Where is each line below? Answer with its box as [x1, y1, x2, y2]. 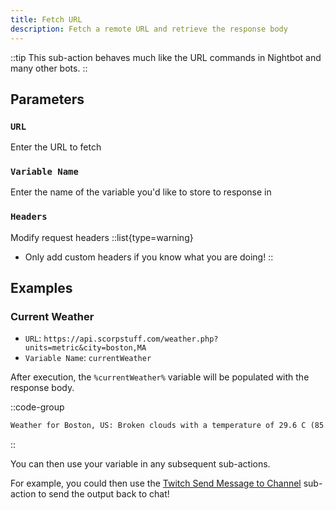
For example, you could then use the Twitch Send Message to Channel [10, 477, 302, 490]
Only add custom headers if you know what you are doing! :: [24, 251, 274, 263]
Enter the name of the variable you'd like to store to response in [10, 186, 272, 198]
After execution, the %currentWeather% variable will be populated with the [10, 371, 310, 383]
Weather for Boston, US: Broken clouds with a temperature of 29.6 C [10, 421, 307, 431]
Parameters [10, 91, 85, 108]
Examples [10, 280, 73, 297]
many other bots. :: [10, 62, 88, 74]
